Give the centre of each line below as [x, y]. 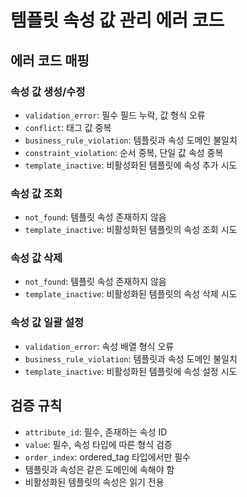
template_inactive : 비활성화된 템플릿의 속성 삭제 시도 [131, 294]
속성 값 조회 [36, 193]
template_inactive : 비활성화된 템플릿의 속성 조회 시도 [131, 230]
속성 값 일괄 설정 [47, 323]
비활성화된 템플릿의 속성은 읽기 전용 [94, 482]
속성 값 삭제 [36, 258]
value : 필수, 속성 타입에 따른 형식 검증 [98, 444]
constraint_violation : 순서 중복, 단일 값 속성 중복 [124, 152]
